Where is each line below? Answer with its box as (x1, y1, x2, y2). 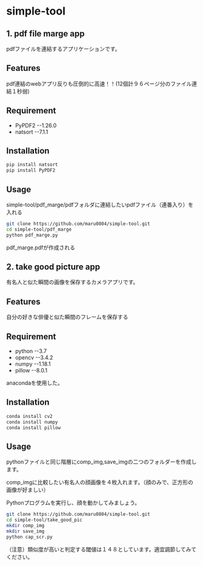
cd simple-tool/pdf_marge (6, 226, 72, 232)
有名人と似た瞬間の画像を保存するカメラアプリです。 (6, 278, 139, 286)
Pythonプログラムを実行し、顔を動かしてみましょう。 (6, 499, 141, 507)
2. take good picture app (6, 262, 101, 272)
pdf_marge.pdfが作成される (6, 244, 76, 251)
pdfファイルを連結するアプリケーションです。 (6, 45, 121, 52)
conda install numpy (6, 419, 59, 425)
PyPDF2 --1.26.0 (15, 121, 57, 129)
